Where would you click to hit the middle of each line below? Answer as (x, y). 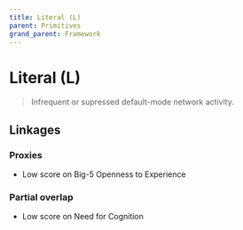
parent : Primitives (45, 26)
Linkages (35, 130)
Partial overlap (41, 197)
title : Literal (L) (45, 17)
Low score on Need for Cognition (83, 217)
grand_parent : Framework (55, 34)
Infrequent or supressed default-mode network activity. (133, 102)
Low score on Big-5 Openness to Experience (104, 174)
